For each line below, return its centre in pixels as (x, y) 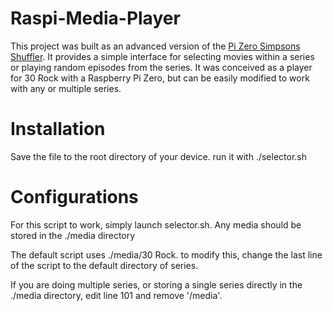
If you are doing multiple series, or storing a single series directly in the (156, 284)
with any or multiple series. (66, 88)
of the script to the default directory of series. (104, 265)
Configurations (74, 197)
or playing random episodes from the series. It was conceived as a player (161, 67)
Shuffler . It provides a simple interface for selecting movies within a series (162, 56)
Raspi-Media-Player (95, 18)
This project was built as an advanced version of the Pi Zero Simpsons (155, 46)
